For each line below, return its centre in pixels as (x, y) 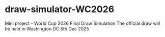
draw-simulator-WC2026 (60, 9)
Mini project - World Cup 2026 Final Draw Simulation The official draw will (82, 23)
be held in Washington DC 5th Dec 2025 (47, 28)
